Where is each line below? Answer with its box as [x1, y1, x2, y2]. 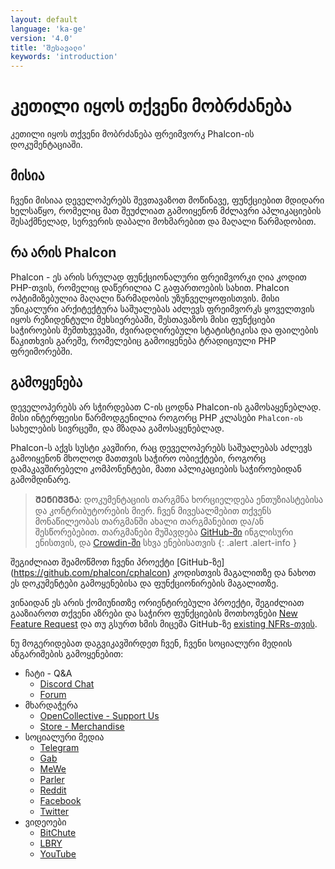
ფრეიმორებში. [10, 345, 73, 357]
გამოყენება [10, 374, 83, 391]
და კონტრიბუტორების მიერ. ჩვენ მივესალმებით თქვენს [34, 504, 272, 516]
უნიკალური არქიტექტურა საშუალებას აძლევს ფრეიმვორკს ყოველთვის [10, 302, 315, 315]
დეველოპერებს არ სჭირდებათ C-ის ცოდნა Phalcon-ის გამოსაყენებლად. [10, 401, 322, 413]
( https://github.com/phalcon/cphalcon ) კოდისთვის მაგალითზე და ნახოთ [10, 566, 317, 578]
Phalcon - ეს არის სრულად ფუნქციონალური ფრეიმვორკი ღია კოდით [10, 271, 307, 283]
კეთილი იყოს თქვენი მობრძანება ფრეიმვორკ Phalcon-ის [10, 128, 255, 140]
